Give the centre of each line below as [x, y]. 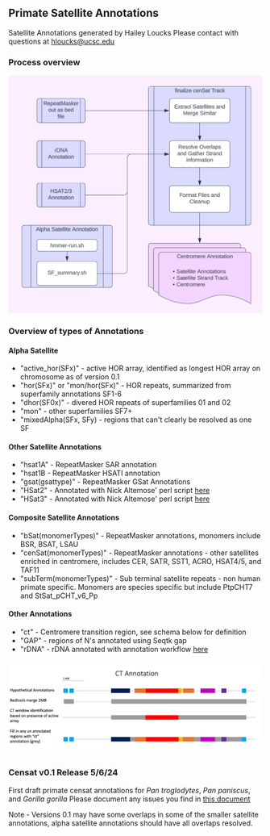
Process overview [44, 62]
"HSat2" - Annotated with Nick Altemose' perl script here [115, 491]
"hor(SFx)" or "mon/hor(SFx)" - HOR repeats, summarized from [125, 386]
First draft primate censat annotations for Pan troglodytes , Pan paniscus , [129, 790]
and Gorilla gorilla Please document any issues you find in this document [130, 799]
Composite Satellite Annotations [64, 518]
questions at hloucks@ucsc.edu [62, 41]
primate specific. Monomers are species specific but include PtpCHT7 [136, 587]
